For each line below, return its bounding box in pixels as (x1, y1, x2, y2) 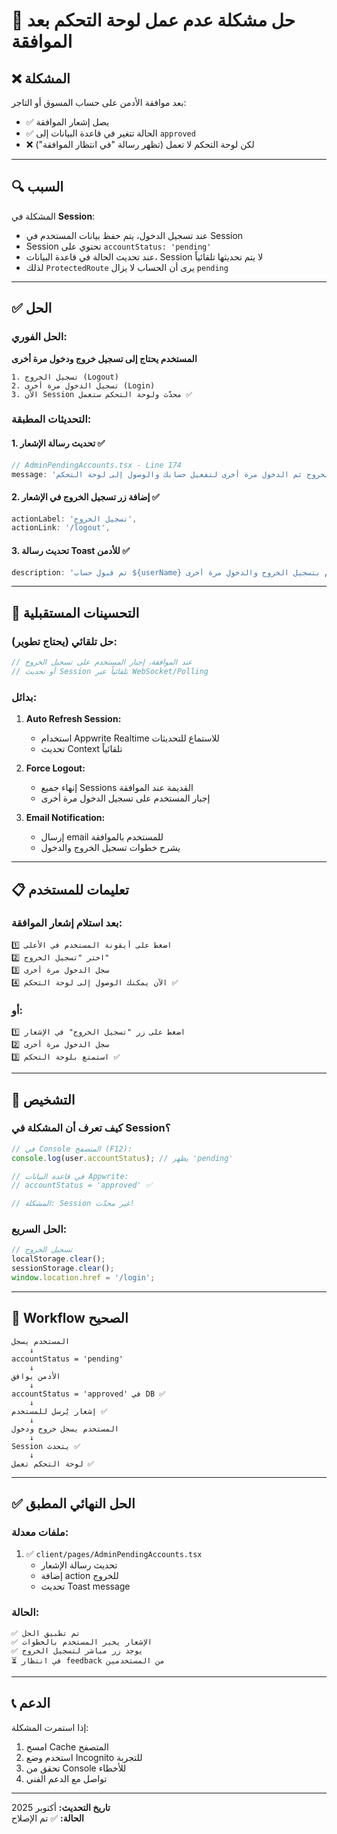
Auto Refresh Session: (25, 713, 122, 725)
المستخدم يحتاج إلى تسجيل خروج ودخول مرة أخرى (11, 352, 198, 364)
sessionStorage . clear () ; (11, 1264, 115, 1274)
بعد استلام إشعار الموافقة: (11, 916, 123, 930)
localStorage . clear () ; (11, 1254, 106, 1264)
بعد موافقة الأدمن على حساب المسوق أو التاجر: (11, 97, 187, 108)
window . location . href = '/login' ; (11, 1273, 156, 1283)
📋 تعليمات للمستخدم (11, 881, 129, 898)
